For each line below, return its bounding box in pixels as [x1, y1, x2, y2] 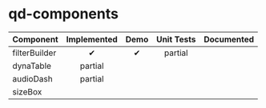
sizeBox [12, 86, 42, 97]
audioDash [12, 73, 54, 84]
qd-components [8, 5, 119, 23]
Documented [204, 34, 255, 45]
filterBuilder [12, 47, 57, 58]
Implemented [66, 34, 118, 45]
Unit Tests [155, 34, 196, 45]
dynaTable [12, 60, 52, 71]
